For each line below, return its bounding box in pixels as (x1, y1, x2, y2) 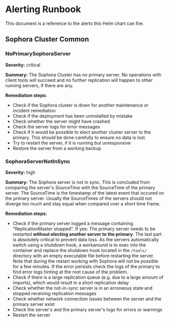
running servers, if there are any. (5, 82, 74, 88)
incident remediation (12, 108, 56, 114)
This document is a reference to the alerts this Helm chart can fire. (5, 20, 145, 26)
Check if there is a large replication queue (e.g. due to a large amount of (12, 274, 164, 280)
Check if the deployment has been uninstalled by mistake (12, 113, 133, 119)
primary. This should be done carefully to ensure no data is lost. (12, 134, 146, 140)
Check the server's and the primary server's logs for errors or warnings (12, 306, 162, 312)
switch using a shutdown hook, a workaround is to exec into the (12, 242, 146, 248)
